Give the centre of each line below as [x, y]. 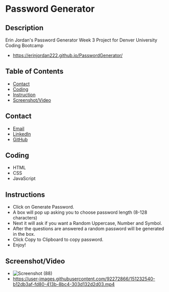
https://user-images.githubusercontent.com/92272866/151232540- [84, 279]
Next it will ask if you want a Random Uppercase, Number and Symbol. [87, 223]
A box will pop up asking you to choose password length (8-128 [80, 212]
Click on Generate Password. [43, 207]
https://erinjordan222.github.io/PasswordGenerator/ [68, 55]
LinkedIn [22, 134]
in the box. [24, 234]
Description [24, 28]
